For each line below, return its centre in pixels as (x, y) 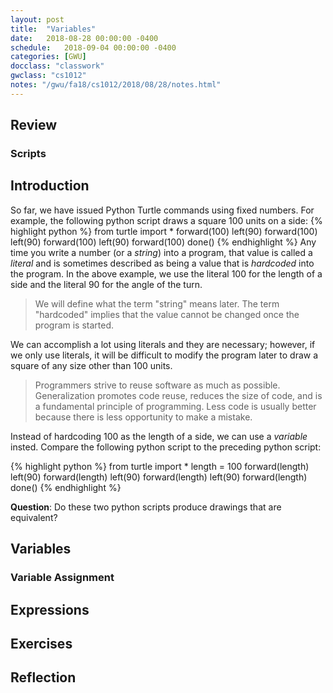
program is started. (74, 325)
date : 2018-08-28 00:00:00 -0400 (84, 38)
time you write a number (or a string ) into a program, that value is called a (161, 252)
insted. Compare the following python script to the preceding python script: (166, 447)
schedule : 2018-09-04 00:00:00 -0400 (93, 47)
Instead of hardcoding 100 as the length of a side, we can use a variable (159, 436)
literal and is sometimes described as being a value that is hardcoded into (162, 263)
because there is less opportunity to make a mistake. (143, 417)
